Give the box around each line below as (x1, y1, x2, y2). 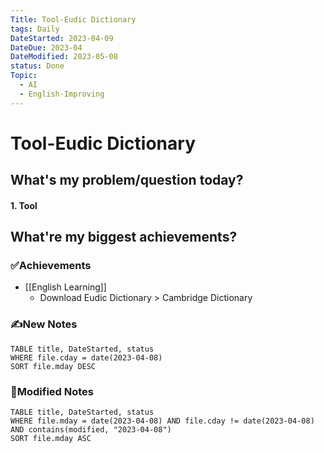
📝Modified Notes (10, 384, 95, 398)
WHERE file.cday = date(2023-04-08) (10, 352, 163, 363)
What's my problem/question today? (10, 172, 244, 189)
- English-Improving (19, 89, 105, 99)
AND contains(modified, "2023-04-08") (10, 425, 172, 435)
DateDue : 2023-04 (10, 42, 83, 53)
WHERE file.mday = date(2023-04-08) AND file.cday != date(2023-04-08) (10, 416, 315, 426)
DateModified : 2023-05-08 (10, 52, 118, 62)
